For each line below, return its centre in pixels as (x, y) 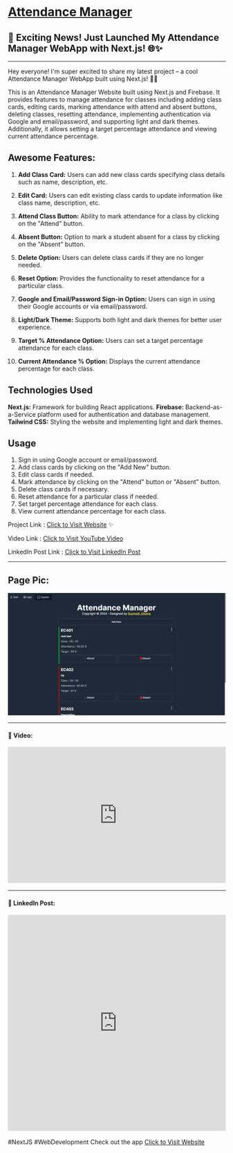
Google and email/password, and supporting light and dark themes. (104, 121)
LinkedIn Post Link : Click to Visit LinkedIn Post (74, 552)
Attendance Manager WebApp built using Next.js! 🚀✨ (83, 79)
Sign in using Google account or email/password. (88, 460)
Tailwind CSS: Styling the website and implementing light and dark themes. (115, 422)
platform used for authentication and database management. (124, 414)
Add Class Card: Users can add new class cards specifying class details (121, 174)
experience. (35, 327)
